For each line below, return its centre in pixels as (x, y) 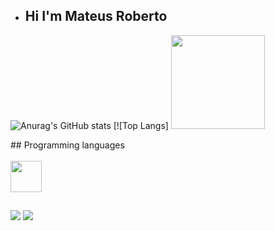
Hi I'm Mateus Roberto (96, 16)
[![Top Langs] (141, 125)
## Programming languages (67, 145)
